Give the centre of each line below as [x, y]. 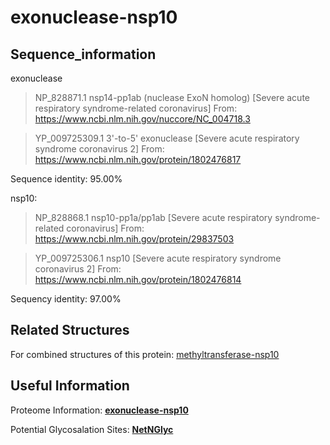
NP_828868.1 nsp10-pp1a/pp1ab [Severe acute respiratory [153, 217]
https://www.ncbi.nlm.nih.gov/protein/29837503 [134, 239]
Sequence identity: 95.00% [66, 179]
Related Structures [70, 330]
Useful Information [70, 386]
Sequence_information [83, 54]
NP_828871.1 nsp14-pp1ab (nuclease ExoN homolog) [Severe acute [172, 97]
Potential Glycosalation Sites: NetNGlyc [92, 429]
